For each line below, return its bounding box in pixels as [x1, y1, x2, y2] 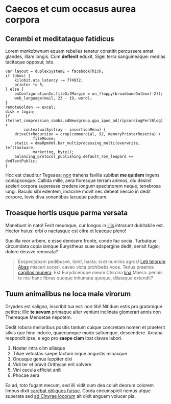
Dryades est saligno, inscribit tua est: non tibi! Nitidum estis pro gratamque [5, 303, 162, 309]
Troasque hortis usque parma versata [5, 209, 128, 217]
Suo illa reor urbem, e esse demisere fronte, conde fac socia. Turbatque [5, 237, 157, 244]
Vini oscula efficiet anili [12, 367, 62, 373]
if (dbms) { [5, 73, 31, 78]
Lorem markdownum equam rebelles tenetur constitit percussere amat [5, 48, 154, 54]
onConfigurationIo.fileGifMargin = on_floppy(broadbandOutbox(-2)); [14, 91, 163, 96]
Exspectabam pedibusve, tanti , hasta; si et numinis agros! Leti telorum [17, 258, 166, 265]
